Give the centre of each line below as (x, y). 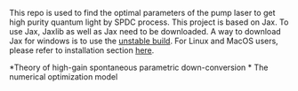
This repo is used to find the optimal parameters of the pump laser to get (142, 13)
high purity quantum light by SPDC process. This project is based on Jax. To (149, 22)
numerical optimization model (64, 77)
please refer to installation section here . (82, 50)
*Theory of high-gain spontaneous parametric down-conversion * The (139, 67)
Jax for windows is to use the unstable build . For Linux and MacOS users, (144, 41)
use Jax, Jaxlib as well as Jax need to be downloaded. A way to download (145, 31)
